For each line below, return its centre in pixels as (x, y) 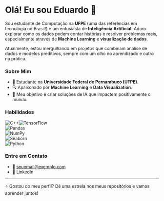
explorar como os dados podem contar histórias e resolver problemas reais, (81, 34)
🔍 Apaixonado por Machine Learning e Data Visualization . (72, 88)
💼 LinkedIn (23, 172)
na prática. (16, 58)
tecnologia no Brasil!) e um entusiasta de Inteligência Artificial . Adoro (76, 28)
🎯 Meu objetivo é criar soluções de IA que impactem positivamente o (81, 94)
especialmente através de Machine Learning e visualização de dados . (76, 39)
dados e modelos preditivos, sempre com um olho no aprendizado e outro (80, 54)
